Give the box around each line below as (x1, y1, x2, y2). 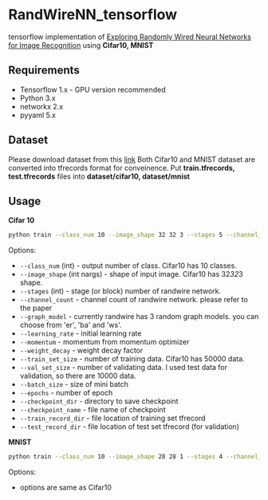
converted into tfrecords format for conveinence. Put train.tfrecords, (8, 163, 235, 172)
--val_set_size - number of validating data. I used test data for (19, 363, 228, 372)
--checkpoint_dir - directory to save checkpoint (19, 396, 179, 406)
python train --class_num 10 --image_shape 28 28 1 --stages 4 (8, 453, 223, 461)
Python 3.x (19, 93, 56, 103)
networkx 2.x (19, 101, 64, 111)
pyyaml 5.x (19, 110, 56, 120)
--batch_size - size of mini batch (19, 380, 129, 389)
